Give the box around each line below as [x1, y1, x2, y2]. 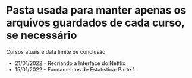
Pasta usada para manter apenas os [6, 4, 187, 17]
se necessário [6, 29, 77, 42]
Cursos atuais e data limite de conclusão [6, 48, 106, 55]
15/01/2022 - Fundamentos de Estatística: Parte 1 [14, 66, 135, 73]
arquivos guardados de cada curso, [6, 16, 185, 30]
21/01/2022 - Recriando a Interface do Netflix [14, 60, 126, 67]
